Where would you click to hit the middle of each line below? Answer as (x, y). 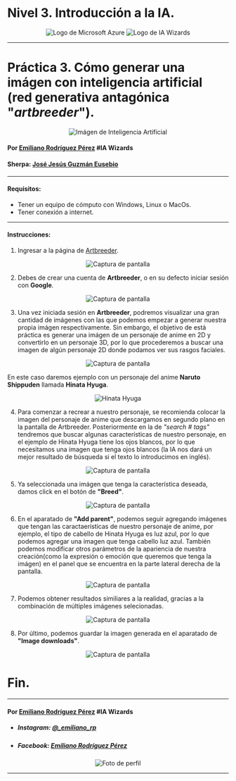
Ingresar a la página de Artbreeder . (68, 251)
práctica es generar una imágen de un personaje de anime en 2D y (114, 335)
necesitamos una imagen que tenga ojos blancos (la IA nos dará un (114, 449)
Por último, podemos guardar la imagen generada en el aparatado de (117, 633)
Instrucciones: (29, 235)
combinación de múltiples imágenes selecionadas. (90, 606)
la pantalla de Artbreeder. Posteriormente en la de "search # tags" (113, 427)
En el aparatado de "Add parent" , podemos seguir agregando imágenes (122, 519)
